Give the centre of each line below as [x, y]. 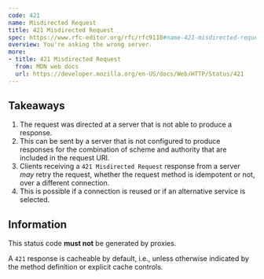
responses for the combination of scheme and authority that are [123, 149]
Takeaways [37, 106]
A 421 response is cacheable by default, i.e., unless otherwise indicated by [129, 259]
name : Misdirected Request [52, 23]
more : [17, 52]
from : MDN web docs [47, 67]
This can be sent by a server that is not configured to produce [120, 141]
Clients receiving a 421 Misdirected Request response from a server [130, 167]
